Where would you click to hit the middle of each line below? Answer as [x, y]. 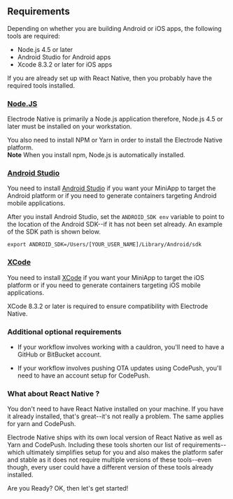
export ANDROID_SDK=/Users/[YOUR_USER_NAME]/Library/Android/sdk [104, 245]
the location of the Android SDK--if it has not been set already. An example [115, 225]
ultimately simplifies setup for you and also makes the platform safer [125, 453]
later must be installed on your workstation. [70, 126]
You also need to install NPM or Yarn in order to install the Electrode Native [115, 140]
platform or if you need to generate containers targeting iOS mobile [104, 285]
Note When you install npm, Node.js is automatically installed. [96, 155]
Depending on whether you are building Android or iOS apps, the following [114, 28]
